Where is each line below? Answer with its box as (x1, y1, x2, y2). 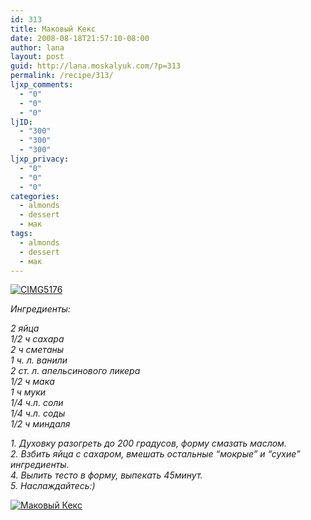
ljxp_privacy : (10, 154, 70, 164)
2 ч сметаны (10, 344, 65, 356)
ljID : (10, 117, 33, 127)
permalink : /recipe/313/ (10, 71, 114, 81)
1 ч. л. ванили (10, 354, 68, 366)
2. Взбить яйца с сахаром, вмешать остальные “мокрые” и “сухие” (10, 448, 301, 460)
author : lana (10, 42, 65, 53)
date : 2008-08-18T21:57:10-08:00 (10, 33, 150, 43)
